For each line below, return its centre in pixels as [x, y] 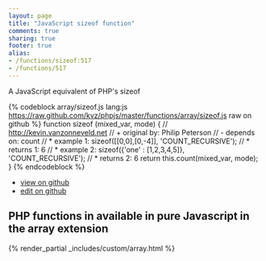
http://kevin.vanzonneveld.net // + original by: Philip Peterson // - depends [132, 132]
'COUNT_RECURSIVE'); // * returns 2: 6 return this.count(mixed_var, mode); [133, 158]
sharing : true [32, 38]
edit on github [43, 191]
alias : [19, 53]
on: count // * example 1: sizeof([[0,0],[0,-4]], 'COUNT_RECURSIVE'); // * [129, 141]
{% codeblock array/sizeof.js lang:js [68, 106]
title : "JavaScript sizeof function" [72, 23]
